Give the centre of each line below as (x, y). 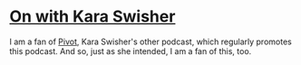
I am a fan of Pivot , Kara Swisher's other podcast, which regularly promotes (150, 42)
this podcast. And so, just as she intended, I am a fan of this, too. (131, 51)
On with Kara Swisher (92, 17)
